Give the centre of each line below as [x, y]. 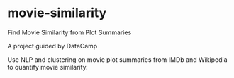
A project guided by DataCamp [52, 46]
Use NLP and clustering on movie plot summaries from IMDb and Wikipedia [118, 59]
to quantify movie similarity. [48, 67]
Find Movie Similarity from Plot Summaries [69, 32]
